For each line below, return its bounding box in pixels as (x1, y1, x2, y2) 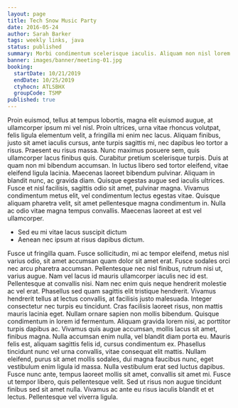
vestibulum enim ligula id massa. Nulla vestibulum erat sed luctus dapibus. (7, 363, 225, 370)
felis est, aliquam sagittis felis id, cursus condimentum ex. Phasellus (7, 340, 206, 348)
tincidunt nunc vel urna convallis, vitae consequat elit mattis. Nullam (7, 348, 207, 355)
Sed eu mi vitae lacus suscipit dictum (17, 228, 127, 236)
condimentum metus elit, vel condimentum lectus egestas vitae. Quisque (7, 191, 220, 200)
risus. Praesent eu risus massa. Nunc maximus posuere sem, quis (7, 146, 200, 154)
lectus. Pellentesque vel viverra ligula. (7, 392, 119, 401)
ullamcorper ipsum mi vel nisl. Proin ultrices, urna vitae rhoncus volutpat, (7, 124, 221, 131)
